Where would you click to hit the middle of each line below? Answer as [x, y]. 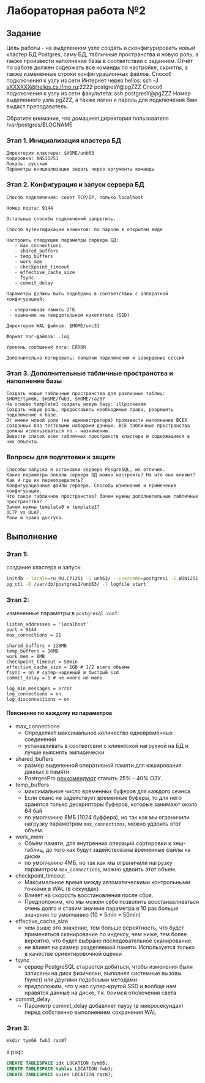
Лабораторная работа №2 [76, 11]
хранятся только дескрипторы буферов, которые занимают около [111, 804]
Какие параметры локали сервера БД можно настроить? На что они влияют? [101, 475]
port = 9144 [21, 630]
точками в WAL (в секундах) [61, 889]
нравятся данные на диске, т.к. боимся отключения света [100, 993]
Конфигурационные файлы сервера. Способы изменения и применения [91, 486]
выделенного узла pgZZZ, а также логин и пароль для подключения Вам [102, 100]
